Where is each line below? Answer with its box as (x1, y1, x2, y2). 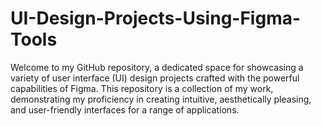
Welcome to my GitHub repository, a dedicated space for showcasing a (10, 61, 304, 73)
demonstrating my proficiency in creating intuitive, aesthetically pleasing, (10, 93, 312, 105)
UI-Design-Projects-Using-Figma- (10, 7, 302, 30)
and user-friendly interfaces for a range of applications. (10, 103, 240, 116)
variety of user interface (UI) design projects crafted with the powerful (10, 72, 300, 84)
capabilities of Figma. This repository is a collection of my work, (10, 82, 274, 94)
